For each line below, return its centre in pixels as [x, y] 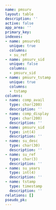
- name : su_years [23, 168]
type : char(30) [25, 146]
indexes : [14, 37]
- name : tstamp [20, 182]
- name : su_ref [20, 154]
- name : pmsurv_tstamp [28, 77]
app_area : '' [18, 28]
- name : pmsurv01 [23, 41]
